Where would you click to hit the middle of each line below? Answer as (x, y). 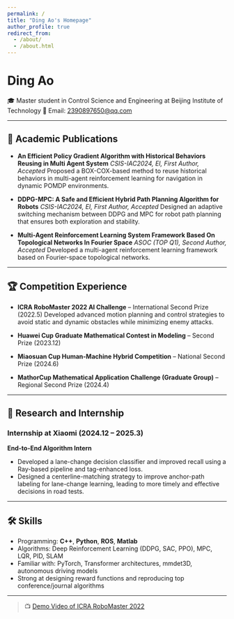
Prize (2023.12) (39, 342)
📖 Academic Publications (63, 139)
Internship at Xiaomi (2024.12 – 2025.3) (76, 432)
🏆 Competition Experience (67, 287)
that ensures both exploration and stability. (79, 221)
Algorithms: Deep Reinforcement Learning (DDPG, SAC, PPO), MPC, (115, 548)
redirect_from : (29, 33)
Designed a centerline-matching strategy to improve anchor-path (111, 476)
